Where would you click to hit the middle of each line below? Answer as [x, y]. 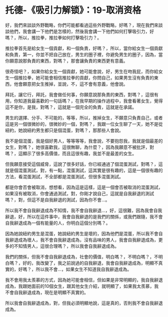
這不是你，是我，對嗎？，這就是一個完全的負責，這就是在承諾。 [71, 107]
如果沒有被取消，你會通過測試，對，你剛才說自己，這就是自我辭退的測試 [79, 193]
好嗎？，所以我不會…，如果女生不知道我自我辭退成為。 [75, 269]
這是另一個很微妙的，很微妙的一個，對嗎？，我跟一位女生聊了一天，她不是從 [84, 124]
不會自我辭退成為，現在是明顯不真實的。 [47, 292]
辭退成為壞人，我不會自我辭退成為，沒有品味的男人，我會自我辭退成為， [84, 240]
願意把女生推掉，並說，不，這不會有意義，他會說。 [75, 84]
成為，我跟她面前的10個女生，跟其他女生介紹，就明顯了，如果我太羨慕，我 [82, 286]
